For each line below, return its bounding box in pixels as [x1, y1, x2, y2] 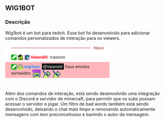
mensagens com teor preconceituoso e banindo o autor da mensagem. [5, 111, 150, 117]
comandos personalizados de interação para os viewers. [5, 35, 121, 41]
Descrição [5, 19, 31, 26]
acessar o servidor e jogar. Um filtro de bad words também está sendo [5, 101, 149, 107]
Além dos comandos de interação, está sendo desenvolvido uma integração [5, 91, 160, 96]
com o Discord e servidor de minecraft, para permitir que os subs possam [5, 95, 156, 101]
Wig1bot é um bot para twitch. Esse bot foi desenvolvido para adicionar [5, 30, 150, 36]
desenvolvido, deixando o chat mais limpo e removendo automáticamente [5, 106, 156, 112]
